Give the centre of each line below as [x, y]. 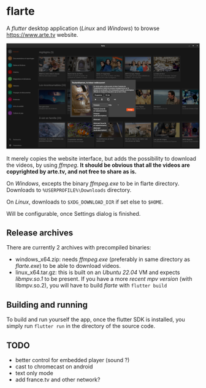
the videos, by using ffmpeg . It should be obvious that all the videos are [98, 165]
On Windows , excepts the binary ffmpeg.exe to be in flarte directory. [93, 183]
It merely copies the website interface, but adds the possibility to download [101, 158]
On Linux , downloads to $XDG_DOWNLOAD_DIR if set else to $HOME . [85, 202]
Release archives [40, 233]
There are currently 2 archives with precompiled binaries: [79, 248]
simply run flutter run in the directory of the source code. [81, 326]
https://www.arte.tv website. [42, 34]
